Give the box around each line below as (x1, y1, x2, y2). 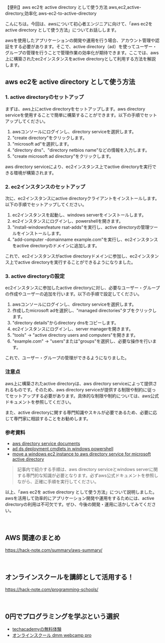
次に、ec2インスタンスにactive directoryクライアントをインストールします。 (5, 195, 160, 201)
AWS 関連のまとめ (5, 534, 61, 542)
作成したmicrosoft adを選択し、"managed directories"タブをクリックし (12, 308, 157, 314)
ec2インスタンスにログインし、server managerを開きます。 (12, 326, 134, 332)
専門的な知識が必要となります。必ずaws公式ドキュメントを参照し (26, 472, 159, 478)
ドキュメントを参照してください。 (5, 399, 74, 405)
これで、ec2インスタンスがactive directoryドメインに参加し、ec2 (5, 253, 137, 259)
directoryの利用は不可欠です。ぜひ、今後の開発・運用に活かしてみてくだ (5, 501, 152, 507)
